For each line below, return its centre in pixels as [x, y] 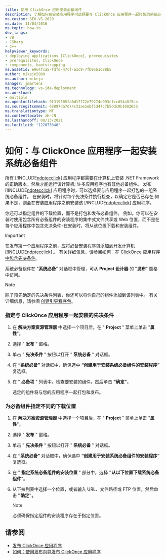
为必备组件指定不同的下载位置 [41, 406]
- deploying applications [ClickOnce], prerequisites [62, 56]
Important [15, 235]
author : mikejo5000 [25, 74]
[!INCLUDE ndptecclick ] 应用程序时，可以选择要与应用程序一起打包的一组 [79, 190]
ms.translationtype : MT [30, 111]
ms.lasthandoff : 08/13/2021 [34, 120]
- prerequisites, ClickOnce [34, 60]
